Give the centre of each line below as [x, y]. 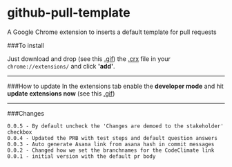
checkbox [20, 132]
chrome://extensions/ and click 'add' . [61, 66]
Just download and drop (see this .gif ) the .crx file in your [89, 59]
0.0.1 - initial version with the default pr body [81, 156]
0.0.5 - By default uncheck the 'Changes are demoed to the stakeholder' [116, 126]
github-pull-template [69, 13]
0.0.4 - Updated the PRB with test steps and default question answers [112, 138]
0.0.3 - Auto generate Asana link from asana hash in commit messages [111, 144]
